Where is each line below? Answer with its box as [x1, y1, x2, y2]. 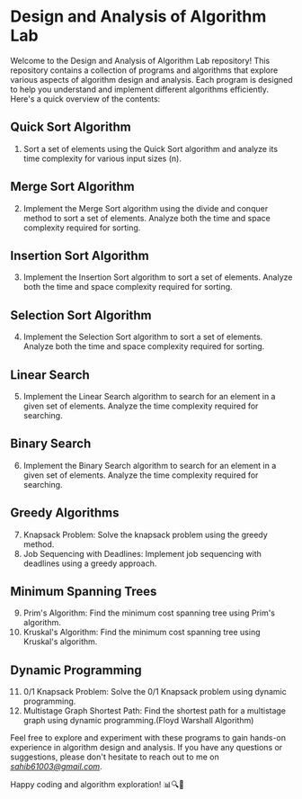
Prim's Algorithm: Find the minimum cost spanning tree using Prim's [22, 607, 276, 618]
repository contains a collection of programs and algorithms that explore [10, 65, 279, 76]
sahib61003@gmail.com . [10, 761, 102, 772]
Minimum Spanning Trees [10, 584, 157, 599]
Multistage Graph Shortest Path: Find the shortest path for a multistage [22, 705, 287, 716]
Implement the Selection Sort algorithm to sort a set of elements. [22, 331, 263, 343]
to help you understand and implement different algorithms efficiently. [10, 84, 269, 94]
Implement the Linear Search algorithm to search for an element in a [22, 391, 276, 401]
